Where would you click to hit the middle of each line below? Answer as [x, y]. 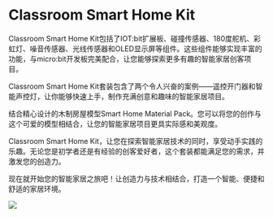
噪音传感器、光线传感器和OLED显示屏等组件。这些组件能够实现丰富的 [146, 48]
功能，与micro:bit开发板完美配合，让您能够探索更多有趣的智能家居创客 [126, 59]
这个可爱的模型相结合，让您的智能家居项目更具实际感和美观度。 [115, 124]
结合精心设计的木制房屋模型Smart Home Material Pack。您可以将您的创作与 [135, 113]
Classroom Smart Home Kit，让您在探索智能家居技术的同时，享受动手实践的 [136, 141]
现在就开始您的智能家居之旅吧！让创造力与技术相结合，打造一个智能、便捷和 [136, 178]
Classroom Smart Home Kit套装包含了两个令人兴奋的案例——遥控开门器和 [132, 86]
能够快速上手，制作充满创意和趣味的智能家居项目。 [143, 96]
